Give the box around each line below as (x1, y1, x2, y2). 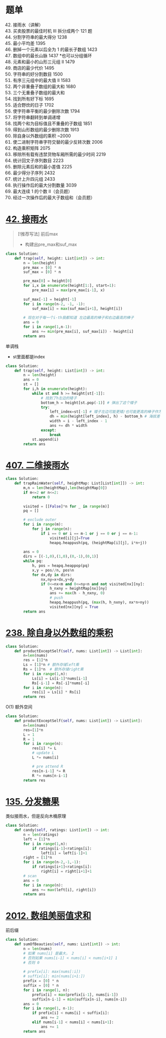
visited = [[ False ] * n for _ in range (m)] (23, 504, 110, 509)
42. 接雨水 (5, 214, 48, 225)
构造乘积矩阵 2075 (12, 145, 51, 151)
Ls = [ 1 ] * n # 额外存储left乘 (23, 662, 79, 667)
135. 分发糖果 (5, 796, 60, 807)
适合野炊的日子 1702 (12, 102, 54, 108)
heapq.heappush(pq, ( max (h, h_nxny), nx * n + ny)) (49, 600, 149, 605)
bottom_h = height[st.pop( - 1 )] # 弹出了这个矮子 (40, 400, 137, 405)
